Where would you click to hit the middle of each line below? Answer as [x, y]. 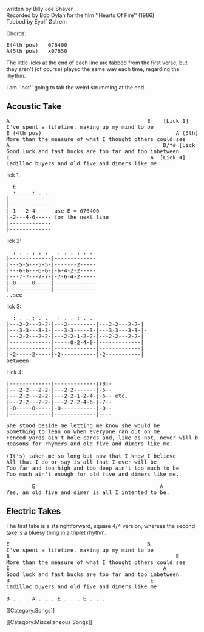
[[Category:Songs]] [31, 610]
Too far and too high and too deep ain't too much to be [93, 468]
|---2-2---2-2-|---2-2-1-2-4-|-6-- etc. [67, 396]
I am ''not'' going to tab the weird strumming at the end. [76, 87]
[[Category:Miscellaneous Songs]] [49, 622]
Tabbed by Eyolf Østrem [36, 22]
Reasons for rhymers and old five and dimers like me [88, 444]
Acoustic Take [34, 107]
